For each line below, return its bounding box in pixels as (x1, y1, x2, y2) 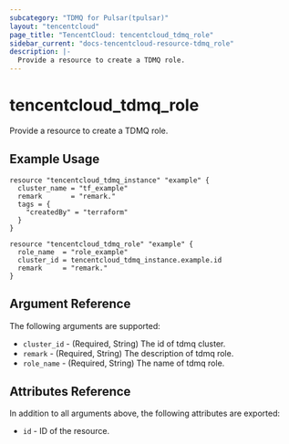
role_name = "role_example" (17, 247, 129, 256)
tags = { (17, 200, 51, 209)
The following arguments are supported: (9, 320, 161, 331)
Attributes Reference (9, 384, 131, 399)
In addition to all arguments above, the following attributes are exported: (9, 408, 281, 419)
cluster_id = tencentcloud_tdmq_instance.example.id (17, 255, 222, 264)
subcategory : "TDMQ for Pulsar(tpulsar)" (9, 13, 170, 23)
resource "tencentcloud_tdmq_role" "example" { (9, 239, 194, 249)
